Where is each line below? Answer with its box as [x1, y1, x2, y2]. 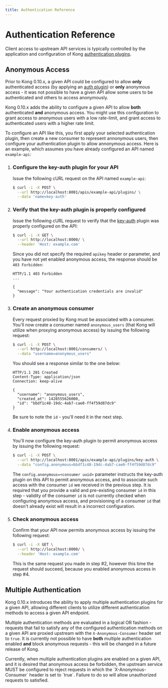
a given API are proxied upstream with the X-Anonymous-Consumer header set [5, 630, 161, 636]
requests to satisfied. [5, 677, 49, 683]
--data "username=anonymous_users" [17, 352, 92, 357]
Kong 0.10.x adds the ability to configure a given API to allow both [5, 104, 141, 110]
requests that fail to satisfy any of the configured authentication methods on [5, 625, 162, 631]
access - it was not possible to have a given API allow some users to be [5, 89, 153, 95]
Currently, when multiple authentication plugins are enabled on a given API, [5, 655, 161, 662]
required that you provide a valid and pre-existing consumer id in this [12, 487, 156, 493]
